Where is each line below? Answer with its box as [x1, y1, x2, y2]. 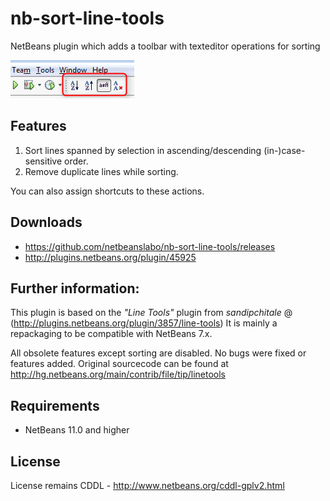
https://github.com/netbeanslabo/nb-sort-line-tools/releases [24, 240, 276, 252]
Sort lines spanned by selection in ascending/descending [24, 144, 262, 156]
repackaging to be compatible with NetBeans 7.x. [10, 328, 213, 340]
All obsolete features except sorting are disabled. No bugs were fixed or [10, 347, 307, 359]
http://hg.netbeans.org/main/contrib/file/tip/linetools [10, 368, 227, 381]
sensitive [24, 155, 63, 167]
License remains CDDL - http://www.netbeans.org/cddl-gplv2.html [10, 480, 285, 491]
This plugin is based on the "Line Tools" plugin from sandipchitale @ [10, 307, 293, 319]
